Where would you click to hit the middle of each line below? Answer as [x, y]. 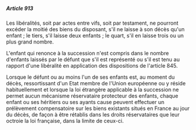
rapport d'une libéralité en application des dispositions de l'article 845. [92, 65]
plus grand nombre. [30, 42]
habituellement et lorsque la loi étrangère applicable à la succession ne [92, 89]
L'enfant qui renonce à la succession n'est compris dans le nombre [88, 53]
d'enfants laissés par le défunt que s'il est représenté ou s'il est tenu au [93, 59]
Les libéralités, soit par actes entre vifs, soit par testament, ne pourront [92, 23]
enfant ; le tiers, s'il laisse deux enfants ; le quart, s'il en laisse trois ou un [95, 35]
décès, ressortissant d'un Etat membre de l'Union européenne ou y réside [96, 83]
